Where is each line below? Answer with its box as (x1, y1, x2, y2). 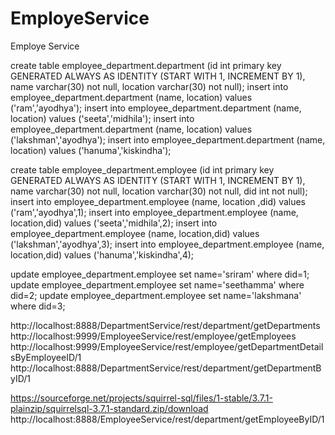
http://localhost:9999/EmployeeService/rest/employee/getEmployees (10, 330, 297, 342)
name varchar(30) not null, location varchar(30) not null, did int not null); (10, 185, 308, 197)
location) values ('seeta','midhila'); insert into (10, 112, 195, 124)
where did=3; (10, 300, 66, 312)
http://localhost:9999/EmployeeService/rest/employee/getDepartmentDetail (10, 340, 324, 352)
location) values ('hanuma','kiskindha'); (10, 144, 172, 156)
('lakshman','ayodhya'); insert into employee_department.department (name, (10, 133, 326, 146)
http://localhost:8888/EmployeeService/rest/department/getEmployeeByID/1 (10, 413, 325, 425)
